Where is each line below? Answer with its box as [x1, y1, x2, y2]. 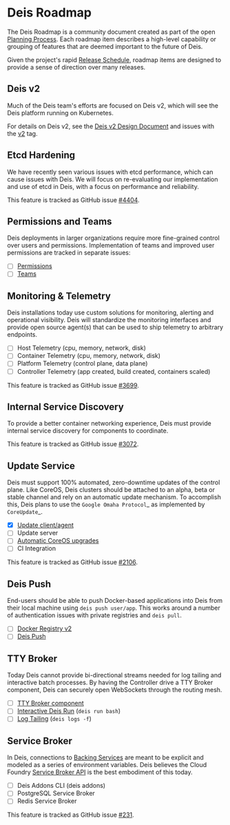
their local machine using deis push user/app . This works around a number [7, 604, 220, 612]
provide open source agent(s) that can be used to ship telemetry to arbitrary [7, 323, 224, 332]
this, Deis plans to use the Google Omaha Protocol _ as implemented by [7, 500, 205, 508]
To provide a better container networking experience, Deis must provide [7, 419, 211, 428]
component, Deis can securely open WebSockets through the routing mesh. [7, 686, 222, 694]
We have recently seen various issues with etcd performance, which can [7, 168, 213, 176]
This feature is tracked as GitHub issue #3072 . [7, 440, 139, 448]
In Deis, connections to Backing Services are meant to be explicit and [7, 753, 205, 762]
